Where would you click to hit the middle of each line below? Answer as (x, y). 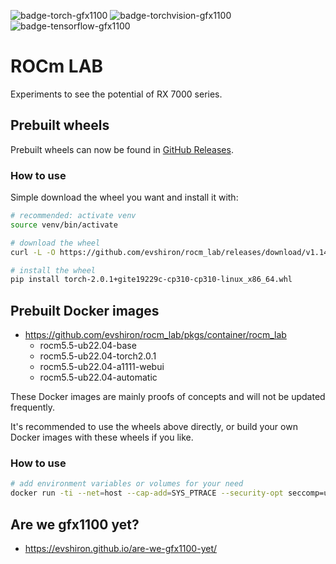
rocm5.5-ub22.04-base (88, 346)
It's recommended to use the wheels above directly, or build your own (154, 427)
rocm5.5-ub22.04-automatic (98, 377)
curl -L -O (33, 252)
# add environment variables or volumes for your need (127, 484)
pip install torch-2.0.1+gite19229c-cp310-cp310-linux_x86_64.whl (151, 280)
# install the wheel (53, 270)
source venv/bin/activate (64, 225)
